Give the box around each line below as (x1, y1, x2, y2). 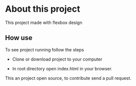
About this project (5, 3, 81, 15)
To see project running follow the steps (5, 46, 84, 52)
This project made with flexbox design (5, 20, 82, 25)
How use (5, 34, 33, 42)
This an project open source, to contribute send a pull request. (5, 75, 132, 81)
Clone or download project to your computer (12, 56, 103, 62)
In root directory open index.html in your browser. (12, 65, 113, 71)
